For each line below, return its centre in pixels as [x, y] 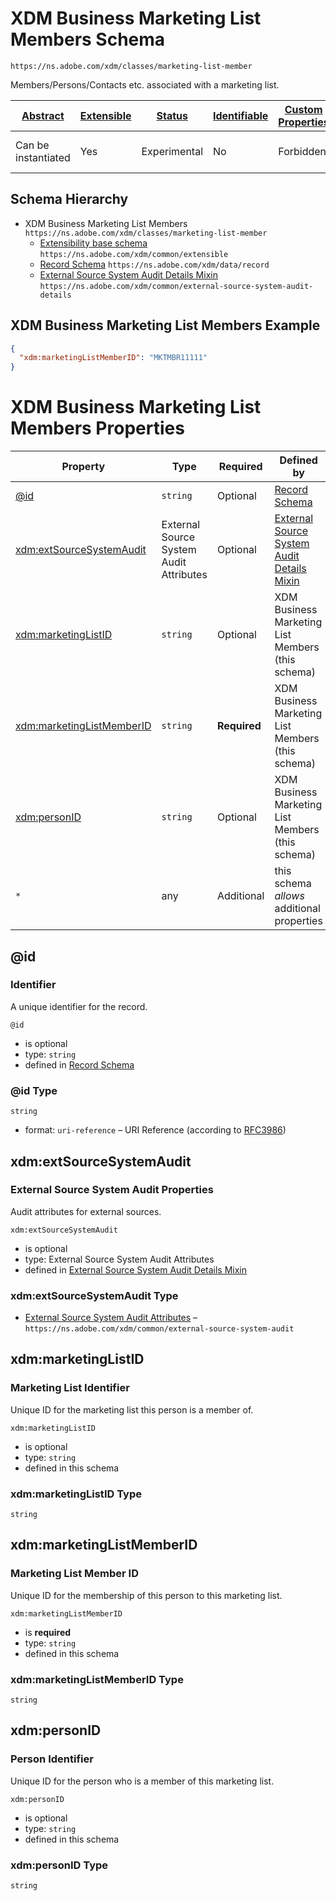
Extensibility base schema [93, 243]
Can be [32, 145]
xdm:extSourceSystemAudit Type [94, 1295]
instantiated [43, 157]
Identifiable [241, 115]
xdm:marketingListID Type [76, 1494]
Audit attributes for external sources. [86, 1211]
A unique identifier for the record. [79, 1006]
